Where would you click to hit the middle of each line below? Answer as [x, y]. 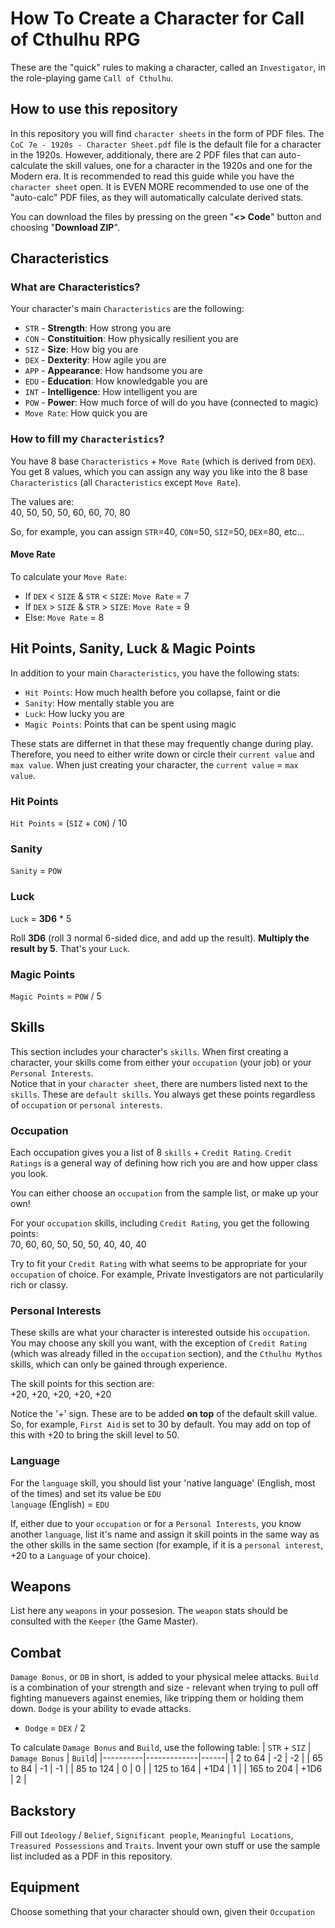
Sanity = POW [36, 871]
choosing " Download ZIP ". [65, 227]
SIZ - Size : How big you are [81, 349]
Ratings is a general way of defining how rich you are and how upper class [164, 1163]
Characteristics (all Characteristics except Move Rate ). [126, 482]
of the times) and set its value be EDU [86, 1493]
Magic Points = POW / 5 [56, 996]
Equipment [45, 1887]
